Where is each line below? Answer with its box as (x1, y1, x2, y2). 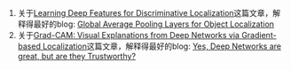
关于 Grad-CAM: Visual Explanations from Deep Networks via (17, 30, 240, 40)
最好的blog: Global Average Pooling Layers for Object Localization (33, 19, 275, 29)
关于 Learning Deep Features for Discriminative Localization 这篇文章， (17, 8, 273, 18)
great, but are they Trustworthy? (17, 51, 136, 61)
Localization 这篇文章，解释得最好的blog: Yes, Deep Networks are (43, 41, 282, 51)
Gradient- (240, 30, 277, 40)
